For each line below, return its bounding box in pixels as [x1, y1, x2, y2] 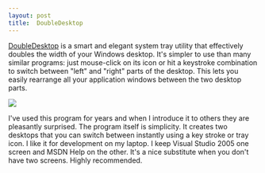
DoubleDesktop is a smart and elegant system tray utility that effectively [8, 40, 244, 50]
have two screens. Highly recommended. [8, 156, 143, 165]
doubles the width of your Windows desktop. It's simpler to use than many [8, 49, 252, 59]
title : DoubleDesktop [8, 19, 83, 27]
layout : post [8, 11, 52, 20]
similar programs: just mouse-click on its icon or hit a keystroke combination [8, 57, 258, 67]
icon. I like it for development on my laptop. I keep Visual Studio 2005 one [8, 138, 249, 148]
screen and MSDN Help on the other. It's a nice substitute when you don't [8, 147, 249, 156]
